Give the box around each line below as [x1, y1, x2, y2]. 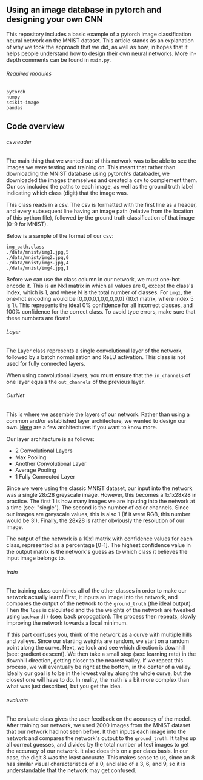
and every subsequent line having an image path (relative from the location [6, 207, 194, 215]
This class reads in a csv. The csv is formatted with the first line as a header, [6, 201, 198, 208]
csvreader [6, 138, 32, 145]
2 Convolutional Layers [15, 447, 73, 454]
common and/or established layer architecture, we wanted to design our [6, 417, 187, 425]
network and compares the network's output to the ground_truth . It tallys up [6, 735, 196, 742]
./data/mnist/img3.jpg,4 [6, 260, 69, 266]
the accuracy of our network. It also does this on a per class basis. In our [6, 747, 188, 755]
